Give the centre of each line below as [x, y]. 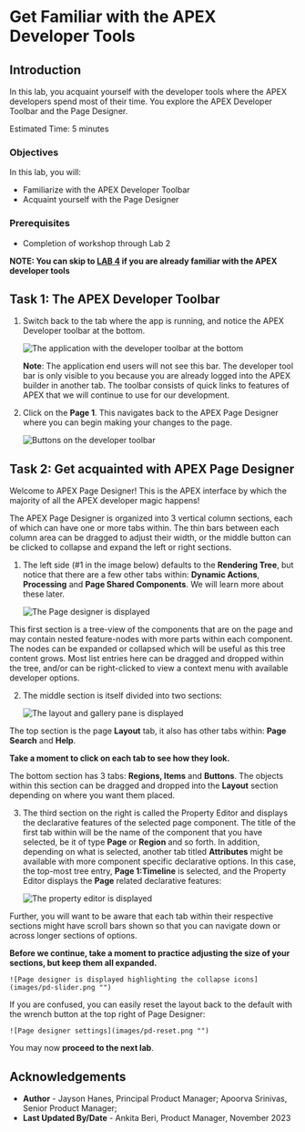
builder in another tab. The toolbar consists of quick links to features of [156, 386]
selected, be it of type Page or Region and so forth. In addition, [141, 842]
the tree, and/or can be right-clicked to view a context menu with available [149, 669]
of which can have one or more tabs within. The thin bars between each [144, 528]
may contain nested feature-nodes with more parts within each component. [151, 639]
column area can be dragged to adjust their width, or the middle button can [150, 538]
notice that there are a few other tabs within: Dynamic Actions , [141, 575]
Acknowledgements [68, 1077]
